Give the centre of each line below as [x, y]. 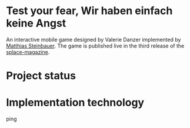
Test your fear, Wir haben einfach [89, 11]
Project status [41, 76]
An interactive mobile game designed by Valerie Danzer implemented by [94, 39]
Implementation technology [75, 102]
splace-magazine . [28, 52]
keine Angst [36, 23]
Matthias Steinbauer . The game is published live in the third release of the [95, 46]
